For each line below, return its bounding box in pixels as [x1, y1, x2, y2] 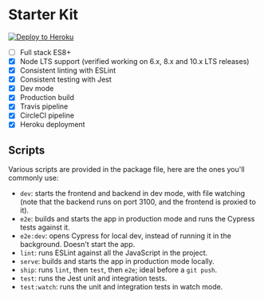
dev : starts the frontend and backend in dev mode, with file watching [19, 189, 246, 198]
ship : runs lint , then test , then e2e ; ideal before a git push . [19, 265, 218, 275]
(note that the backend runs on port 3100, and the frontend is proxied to [19, 197, 257, 207]
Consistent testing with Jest [19, 74, 112, 85]
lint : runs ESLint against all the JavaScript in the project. [19, 248, 208, 257]
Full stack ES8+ [19, 47, 72, 57]
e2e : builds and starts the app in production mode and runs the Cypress [19, 214, 255, 224]
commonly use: [8, 173, 59, 183]
